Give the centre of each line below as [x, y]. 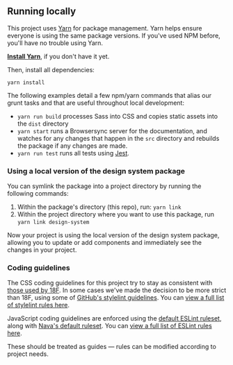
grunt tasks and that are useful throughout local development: [96, 103]
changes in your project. [42, 250]
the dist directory [43, 124]
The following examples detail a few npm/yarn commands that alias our [110, 95]
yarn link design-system [53, 222]
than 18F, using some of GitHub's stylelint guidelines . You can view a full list [116, 298]
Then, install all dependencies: [51, 69]
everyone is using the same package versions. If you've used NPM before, [114, 35]
